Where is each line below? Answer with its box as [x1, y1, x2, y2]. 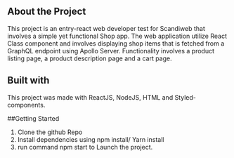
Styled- [174, 93, 197, 101]
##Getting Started [7, 114, 60, 122]
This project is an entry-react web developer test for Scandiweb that [7, 24, 205, 32]
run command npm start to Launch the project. [17, 143, 153, 151]
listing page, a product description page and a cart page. [7, 54, 172, 62]
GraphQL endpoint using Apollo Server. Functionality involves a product [7, 46, 214, 55]
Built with [7, 74, 50, 86]
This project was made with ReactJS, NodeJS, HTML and [7, 93, 174, 101]
